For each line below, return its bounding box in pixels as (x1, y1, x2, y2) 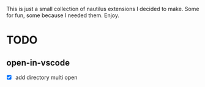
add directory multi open (15, 74, 78, 81)
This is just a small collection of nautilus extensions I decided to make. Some (6, 6, 199, 12)
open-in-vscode (6, 58, 70, 68)
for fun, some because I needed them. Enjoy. (6, 12, 119, 19)
